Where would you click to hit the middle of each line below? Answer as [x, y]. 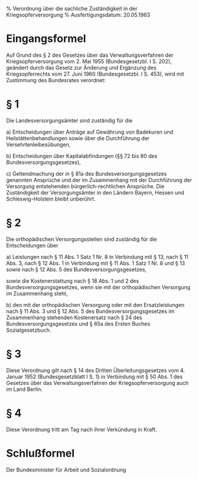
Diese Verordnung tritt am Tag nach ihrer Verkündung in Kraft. [82, 429]
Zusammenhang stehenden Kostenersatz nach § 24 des [74, 317]
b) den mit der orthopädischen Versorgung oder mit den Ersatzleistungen [95, 305]
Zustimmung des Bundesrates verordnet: [56, 80]
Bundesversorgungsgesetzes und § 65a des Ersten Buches [78, 323]
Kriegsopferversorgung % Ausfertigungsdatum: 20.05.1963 [78, 15]
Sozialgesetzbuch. [29, 330]
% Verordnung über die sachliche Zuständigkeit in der [72, 9]
